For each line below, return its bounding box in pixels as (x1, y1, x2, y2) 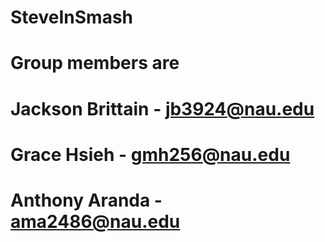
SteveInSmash (10, 6, 133, 29)
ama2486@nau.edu (10, 210, 181, 233)
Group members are (10, 52, 180, 75)
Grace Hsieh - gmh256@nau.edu (10, 143, 291, 166)
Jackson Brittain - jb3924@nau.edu (10, 97, 315, 120)
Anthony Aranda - (10, 189, 163, 211)
